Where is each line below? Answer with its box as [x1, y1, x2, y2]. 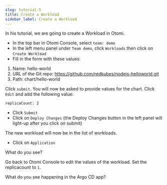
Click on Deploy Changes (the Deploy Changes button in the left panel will [12, 115, 162, 121]
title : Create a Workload [5, 12, 59, 17]
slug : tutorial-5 [5, 7, 41, 12]
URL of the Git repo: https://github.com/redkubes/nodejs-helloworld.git [12, 71, 159, 77]
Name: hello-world [12, 65, 51, 71]
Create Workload [12, 51, 46, 56]
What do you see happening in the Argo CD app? [5, 174, 106, 180]
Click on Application [12, 139, 55, 145]
